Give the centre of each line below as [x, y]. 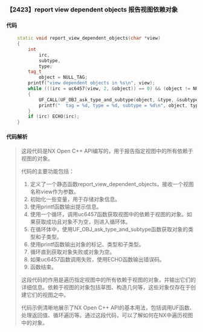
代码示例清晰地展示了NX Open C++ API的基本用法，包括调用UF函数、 [108, 308]
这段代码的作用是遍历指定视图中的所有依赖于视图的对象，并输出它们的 [108, 280]
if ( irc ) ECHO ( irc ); [54, 117]
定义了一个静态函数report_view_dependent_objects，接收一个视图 [112, 184]
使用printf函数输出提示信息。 [66, 207]
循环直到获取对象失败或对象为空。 [72, 252]
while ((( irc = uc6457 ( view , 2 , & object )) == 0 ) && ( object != [109, 89]
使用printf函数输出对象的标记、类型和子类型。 [87, 245]
